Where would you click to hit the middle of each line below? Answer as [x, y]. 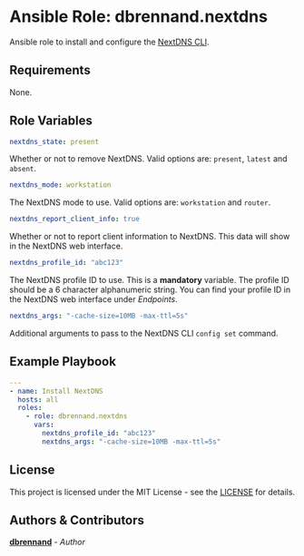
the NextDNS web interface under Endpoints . [94, 299]
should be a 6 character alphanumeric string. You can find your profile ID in [150, 290]
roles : [30, 408]
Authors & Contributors [77, 520]
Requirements [50, 70]
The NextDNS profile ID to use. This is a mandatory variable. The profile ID [150, 280]
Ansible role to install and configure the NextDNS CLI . [110, 42]
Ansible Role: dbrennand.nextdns [138, 17]
